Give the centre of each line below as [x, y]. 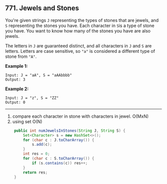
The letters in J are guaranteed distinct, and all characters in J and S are [79, 46]
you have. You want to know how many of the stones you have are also [78, 31]
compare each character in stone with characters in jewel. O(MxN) [81, 116]
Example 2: [17, 89]
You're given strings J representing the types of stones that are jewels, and [82, 20]
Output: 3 [15, 79]
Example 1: [17, 66]
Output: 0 [15, 102]
